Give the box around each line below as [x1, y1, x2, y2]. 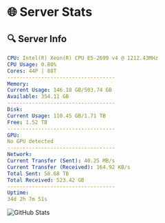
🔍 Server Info [7, 32, 67, 45]
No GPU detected [7, 138, 54, 145]
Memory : [7, 80, 30, 87]
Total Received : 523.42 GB [7, 177, 85, 184]
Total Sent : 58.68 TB [7, 170, 69, 177]
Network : [7, 151, 32, 158]
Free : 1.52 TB [7, 119, 48, 126]
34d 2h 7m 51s [7, 196, 48, 203]
